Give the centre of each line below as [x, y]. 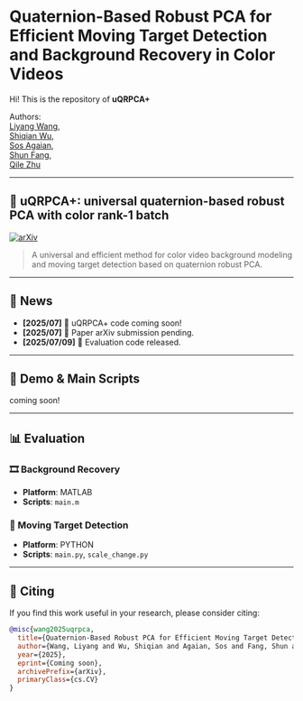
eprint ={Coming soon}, [60, 663]
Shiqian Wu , [32, 135]
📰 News [31, 301]
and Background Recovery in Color [142, 55]
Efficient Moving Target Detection [138, 36]
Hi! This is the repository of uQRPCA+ [80, 99]
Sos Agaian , [32, 145]
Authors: [25, 116]
